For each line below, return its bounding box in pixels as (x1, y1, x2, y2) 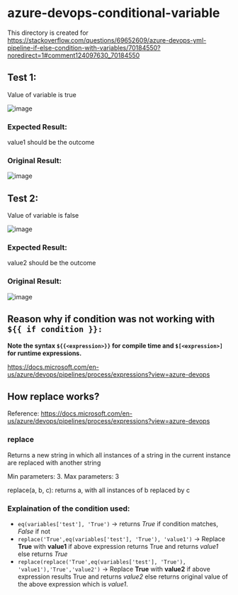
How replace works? (7, 390, 100, 402)
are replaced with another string (7, 458, 101, 467)
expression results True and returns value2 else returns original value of (17, 572, 228, 581)
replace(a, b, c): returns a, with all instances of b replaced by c (7, 486, 190, 494)
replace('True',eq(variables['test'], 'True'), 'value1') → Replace (17, 534, 225, 543)
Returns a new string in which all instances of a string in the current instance (7, 450, 231, 459)
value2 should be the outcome (7, 259, 96, 267)
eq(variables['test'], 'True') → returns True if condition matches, (17, 519, 218, 528)
